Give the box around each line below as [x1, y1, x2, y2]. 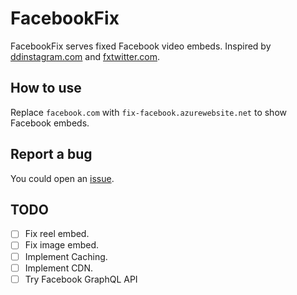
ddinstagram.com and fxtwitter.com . [10, 50, 161, 62]
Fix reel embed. [24, 228, 90, 240]
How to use [10, 80, 82, 97]
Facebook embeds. [10, 117, 90, 129]
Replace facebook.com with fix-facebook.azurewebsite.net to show [10, 106, 287, 118]
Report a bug [10, 146, 93, 163]
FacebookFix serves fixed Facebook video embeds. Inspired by [10, 40, 272, 52]
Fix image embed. [24, 239, 99, 251]
